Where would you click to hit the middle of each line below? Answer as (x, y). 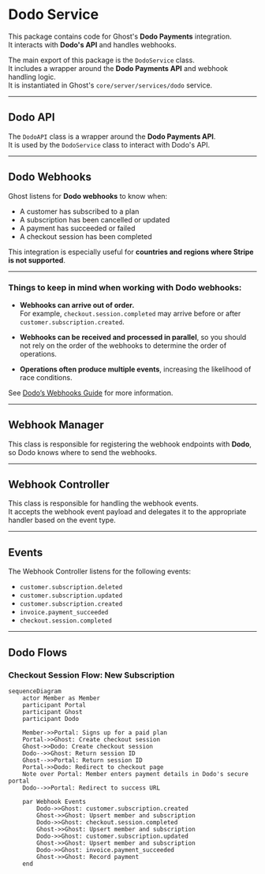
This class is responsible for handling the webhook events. (103, 503)
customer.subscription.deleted (71, 588)
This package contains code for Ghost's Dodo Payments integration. (120, 36)
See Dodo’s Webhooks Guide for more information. (91, 393)
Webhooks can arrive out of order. (77, 304)
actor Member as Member (62, 698)
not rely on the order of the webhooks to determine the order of (123, 345)
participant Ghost (52, 712)
